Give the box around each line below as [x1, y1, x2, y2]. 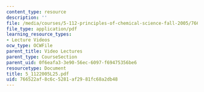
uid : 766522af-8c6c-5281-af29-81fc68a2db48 [6, 76, 118, 82]
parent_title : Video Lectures [6, 48, 83, 54]
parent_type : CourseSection [6, 54, 78, 60]
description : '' [6, 15, 47, 21]
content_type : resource [6, 8, 67, 15]
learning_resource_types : [6, 31, 72, 38]
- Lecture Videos [6, 37, 50, 43]
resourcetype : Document [6, 65, 67, 71]
